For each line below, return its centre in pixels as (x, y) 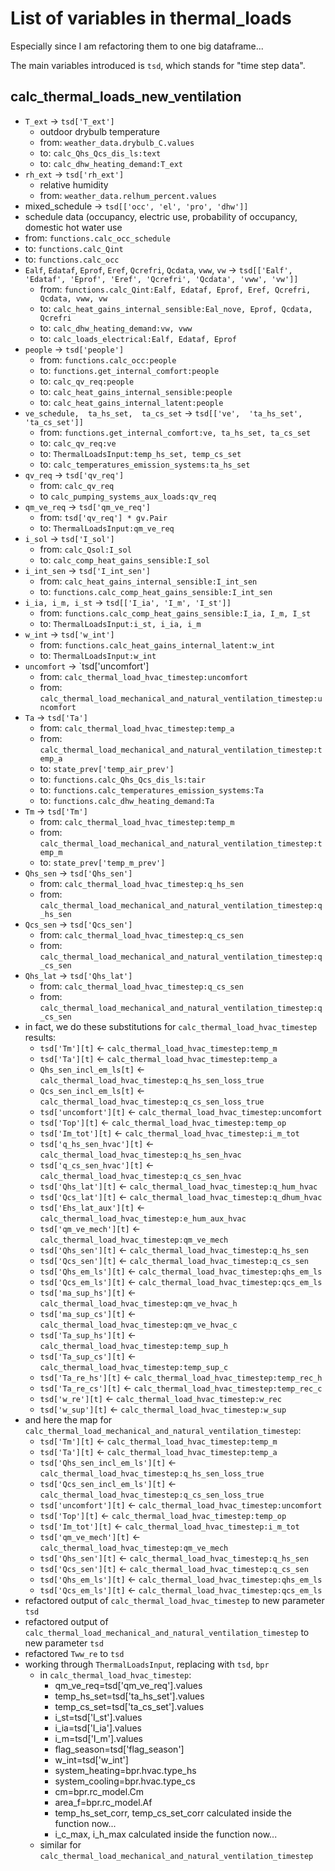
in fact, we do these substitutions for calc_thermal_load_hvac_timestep (171, 1026)
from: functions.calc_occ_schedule (97, 238)
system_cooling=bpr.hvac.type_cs (125, 1781)
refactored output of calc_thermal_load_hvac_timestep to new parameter (174, 1600)
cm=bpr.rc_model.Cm (99, 1791)
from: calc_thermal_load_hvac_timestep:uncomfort (143, 676)
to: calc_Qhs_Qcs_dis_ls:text (100, 153)
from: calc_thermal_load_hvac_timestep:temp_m (137, 821)
